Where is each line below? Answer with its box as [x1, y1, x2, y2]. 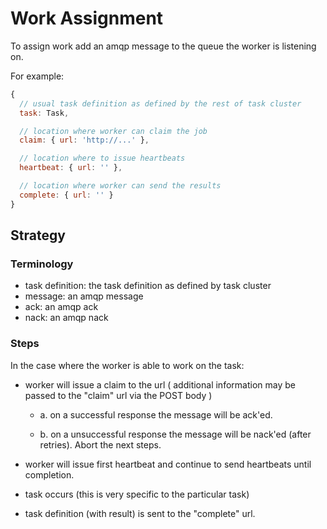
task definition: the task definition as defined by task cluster [24, 280, 272, 292]
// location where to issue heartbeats [19, 153, 186, 164]
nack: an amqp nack [24, 312, 109, 324]
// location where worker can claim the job [19, 126, 208, 136]
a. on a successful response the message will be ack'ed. [39, 408, 273, 421]
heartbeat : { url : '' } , [19, 163, 123, 173]
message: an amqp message [24, 290, 144, 302]
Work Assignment [10, 7, 164, 30]
